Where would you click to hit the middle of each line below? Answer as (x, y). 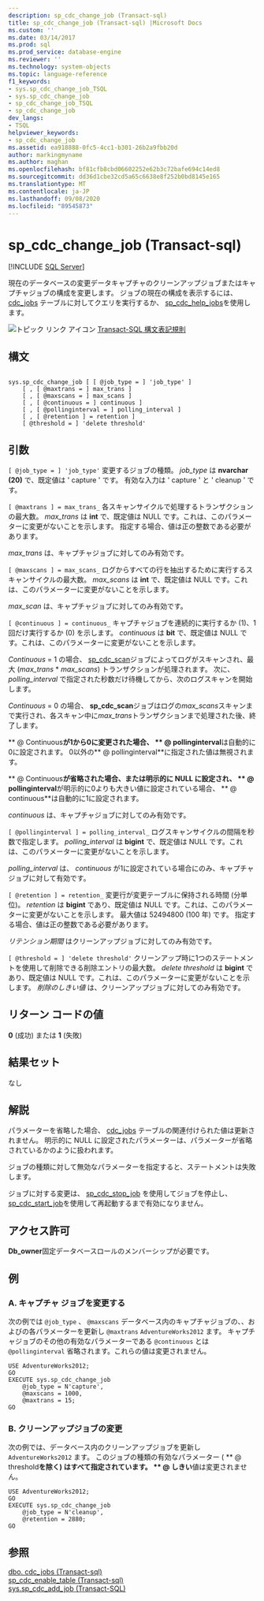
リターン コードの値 (56, 1015)
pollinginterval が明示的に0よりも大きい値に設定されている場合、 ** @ (123, 788)
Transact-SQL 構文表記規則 (142, 330)
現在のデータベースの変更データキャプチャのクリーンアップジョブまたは (125, 283)
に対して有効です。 (59, 878)
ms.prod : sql (30, 45)
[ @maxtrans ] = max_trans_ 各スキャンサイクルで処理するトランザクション (131, 506)
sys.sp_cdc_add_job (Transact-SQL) (67, 1588)
